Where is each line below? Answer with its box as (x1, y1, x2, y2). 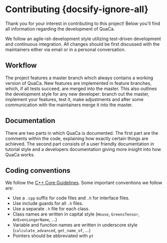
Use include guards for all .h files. (12, 200, 83, 206)
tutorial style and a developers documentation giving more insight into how (5, 146, 161, 152)
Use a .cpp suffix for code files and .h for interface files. (12, 195, 130, 201)
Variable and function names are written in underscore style (12, 222, 138, 228)
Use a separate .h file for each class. (12, 206, 90, 212)
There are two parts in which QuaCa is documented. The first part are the (5, 130, 158, 136)
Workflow (5, 61, 37, 70)
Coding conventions (5, 166, 71, 175)
